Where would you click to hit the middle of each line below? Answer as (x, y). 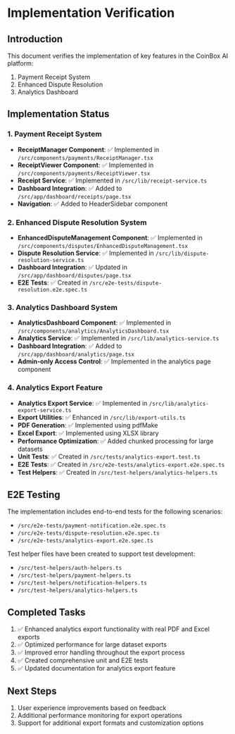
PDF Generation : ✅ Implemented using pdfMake (88, 425)
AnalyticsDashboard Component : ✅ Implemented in (94, 323)
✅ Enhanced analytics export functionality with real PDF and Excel (113, 629)
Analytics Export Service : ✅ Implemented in (82, 403)
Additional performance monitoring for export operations (100, 716)
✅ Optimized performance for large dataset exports (92, 645)
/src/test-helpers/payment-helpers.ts (74, 576)
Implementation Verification (91, 13)
